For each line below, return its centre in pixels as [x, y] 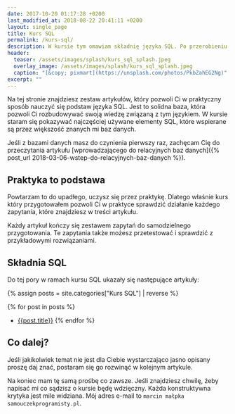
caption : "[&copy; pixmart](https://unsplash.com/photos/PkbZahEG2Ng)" [121, 73]
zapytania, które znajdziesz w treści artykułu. [73, 212]
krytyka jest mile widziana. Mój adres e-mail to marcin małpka [96, 396]
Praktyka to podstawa [56, 180]
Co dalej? [28, 343]
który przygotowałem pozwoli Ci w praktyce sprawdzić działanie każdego [114, 204]
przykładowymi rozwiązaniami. [52, 241]
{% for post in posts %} [41, 307]
